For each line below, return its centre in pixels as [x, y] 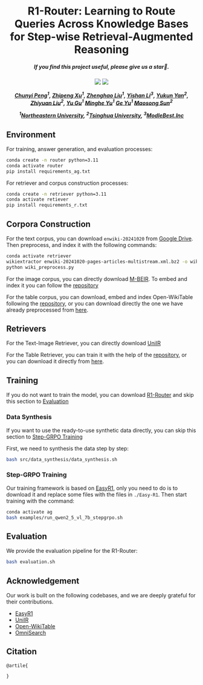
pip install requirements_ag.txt [48, 171]
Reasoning [101, 50]
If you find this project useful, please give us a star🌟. [101, 66]
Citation [22, 651]
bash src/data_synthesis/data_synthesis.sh [62, 459]
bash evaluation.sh [31, 562]
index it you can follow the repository [52, 285]
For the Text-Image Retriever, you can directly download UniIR [84, 343]
